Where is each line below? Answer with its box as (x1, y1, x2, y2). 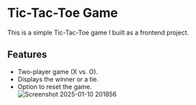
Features (7, 49, 47, 61)
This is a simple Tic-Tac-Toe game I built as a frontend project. (7, 28, 189, 37)
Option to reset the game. (17, 82, 92, 91)
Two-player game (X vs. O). (17, 67, 99, 75)
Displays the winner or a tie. (17, 75, 99, 83)
